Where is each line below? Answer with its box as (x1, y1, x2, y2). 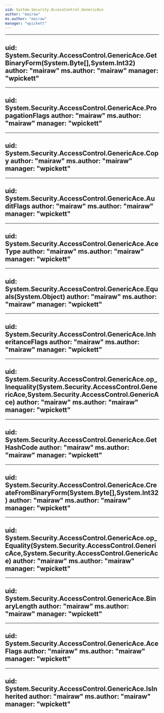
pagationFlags (5, 112, 50, 120)
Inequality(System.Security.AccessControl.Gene (5, 383, 158, 391)
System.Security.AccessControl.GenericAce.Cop (5, 149, 159, 158)
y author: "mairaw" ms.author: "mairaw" (5, 157, 133, 165)
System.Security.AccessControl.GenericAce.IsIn (5, 685, 158, 693)
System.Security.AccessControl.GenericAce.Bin (5, 594, 156, 602)
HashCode (5, 443, 38, 452)
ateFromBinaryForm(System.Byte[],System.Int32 (5, 488, 159, 497)
